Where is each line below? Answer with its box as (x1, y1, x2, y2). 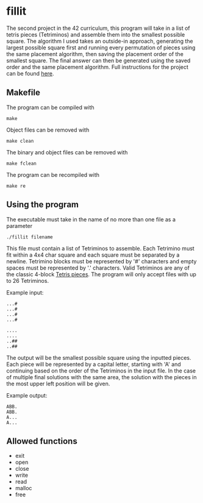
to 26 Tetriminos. (6, 277, 49, 284)
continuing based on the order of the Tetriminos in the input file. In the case (6, 367, 196, 374)
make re (6, 183, 26, 189)
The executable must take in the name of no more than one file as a (6, 215, 176, 223)
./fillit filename (6, 234, 53, 240)
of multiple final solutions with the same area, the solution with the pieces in (6, 373, 197, 380)
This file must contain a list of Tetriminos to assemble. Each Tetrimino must (6, 244, 195, 252)
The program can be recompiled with (6, 171, 99, 178)
